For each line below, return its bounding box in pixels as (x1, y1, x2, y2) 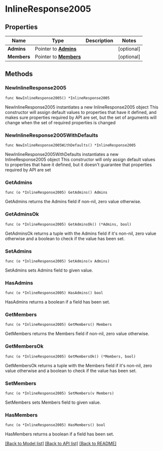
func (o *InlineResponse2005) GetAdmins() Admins (5, 190, 108, 195)
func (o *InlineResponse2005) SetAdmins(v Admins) (5, 259, 110, 263)
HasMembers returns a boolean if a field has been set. (5, 431, 114, 437)
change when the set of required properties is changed (5, 119, 116, 125)
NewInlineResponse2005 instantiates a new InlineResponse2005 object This (5, 104, 159, 110)
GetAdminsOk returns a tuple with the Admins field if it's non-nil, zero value (5, 230, 157, 236)
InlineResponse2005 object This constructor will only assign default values (5, 156, 156, 162)
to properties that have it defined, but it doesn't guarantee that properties (5, 162, 152, 168)
